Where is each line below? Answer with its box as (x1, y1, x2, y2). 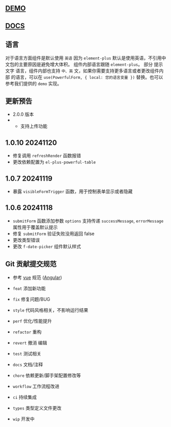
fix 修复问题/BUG (12, 296, 51, 302)
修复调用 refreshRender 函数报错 (12, 153, 81, 159)
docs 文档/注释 (12, 361, 43, 368)
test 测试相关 (12, 350, 42, 356)
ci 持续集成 (12, 394, 37, 400)
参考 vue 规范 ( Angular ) (12, 274, 62, 281)
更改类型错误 (12, 237, 40, 243)
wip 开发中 (12, 416, 35, 422)
